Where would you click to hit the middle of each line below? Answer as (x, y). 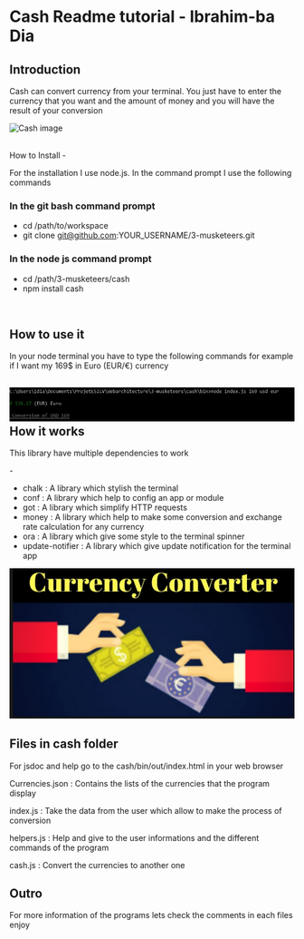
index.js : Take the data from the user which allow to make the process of (146, 810)
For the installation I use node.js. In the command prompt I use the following (151, 173)
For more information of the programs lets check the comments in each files (151, 915)
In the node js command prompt (81, 259)
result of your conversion (56, 110)
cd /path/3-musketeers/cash (76, 279)
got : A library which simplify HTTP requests (105, 508)
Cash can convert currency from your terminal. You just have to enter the (146, 91)
